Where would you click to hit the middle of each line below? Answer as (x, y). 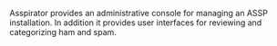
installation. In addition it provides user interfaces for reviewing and (136, 23)
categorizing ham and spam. (63, 32)
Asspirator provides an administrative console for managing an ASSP (139, 13)
